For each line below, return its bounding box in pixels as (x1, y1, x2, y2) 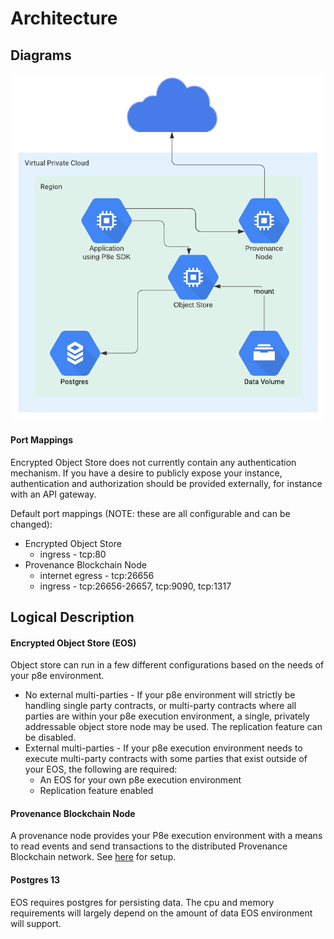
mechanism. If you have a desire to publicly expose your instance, (10, 467, 283, 479)
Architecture (10, 7, 118, 30)
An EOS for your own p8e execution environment (39, 774, 242, 786)
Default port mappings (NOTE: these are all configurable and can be (10, 507, 291, 519)
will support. (10, 917, 62, 929)
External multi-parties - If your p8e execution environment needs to (24, 742, 303, 754)
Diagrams (10, 47, 72, 64)
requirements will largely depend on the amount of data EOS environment (10, 907, 313, 919)
